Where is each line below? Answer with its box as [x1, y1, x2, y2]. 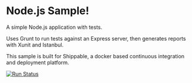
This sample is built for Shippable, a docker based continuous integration [6, 52, 185, 59]
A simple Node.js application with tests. [6, 24, 103, 31]
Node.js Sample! [6, 4, 89, 18]
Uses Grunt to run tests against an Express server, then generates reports [6, 35, 187, 42]
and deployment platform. [6, 59, 69, 66]
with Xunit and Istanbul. [6, 41, 64, 48]
